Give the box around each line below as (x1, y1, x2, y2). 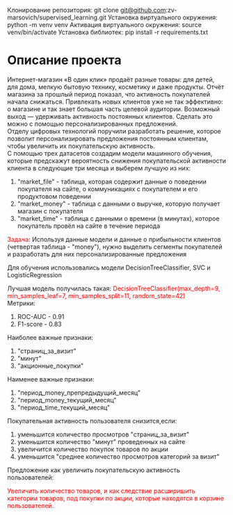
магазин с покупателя (17, 206, 83, 215)
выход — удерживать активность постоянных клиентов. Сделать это (7, 112, 214, 120)
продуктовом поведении (17, 192, 92, 200)
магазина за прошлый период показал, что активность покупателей (7, 90, 211, 98)
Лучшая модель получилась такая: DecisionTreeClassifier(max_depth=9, (7, 284, 220, 293)
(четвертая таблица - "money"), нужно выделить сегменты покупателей (7, 243, 223, 251)
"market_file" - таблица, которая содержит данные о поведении (17, 177, 207, 186)
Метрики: (7, 299, 36, 307)
